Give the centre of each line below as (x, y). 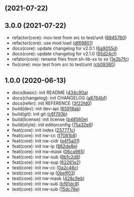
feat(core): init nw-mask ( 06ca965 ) (48, 152)
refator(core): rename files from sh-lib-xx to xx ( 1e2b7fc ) (70, 59)
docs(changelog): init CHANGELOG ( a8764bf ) (59, 98)
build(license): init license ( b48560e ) (50, 119)
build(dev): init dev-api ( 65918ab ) (46, 109)
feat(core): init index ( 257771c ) (44, 130)
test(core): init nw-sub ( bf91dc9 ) (46, 184)
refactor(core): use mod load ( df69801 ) (52, 43)
